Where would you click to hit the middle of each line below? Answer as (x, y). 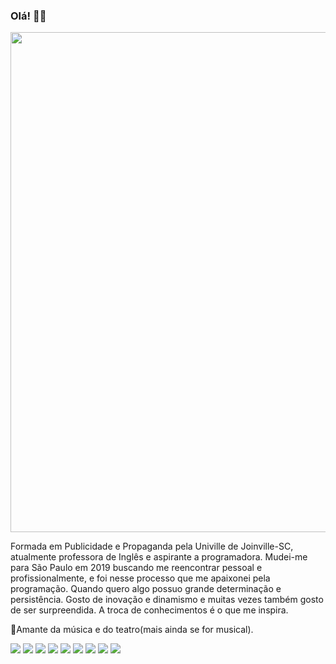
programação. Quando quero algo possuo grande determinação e (146, 589)
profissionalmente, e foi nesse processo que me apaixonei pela (140, 578)
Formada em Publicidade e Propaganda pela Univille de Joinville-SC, (152, 546)
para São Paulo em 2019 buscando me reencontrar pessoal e (136, 568)
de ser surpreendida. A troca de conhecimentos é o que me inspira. (149, 610)
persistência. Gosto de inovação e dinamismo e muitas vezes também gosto (167, 600)
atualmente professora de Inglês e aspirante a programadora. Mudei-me (159, 557)
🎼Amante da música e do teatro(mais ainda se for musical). (132, 630)
